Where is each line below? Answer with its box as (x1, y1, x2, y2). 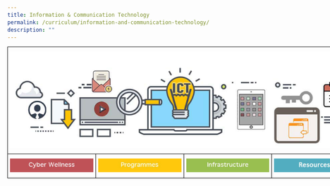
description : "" (7, 26, 55, 33)
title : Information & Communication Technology (7, 11, 150, 18)
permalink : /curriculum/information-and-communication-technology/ (7, 18, 210, 26)
